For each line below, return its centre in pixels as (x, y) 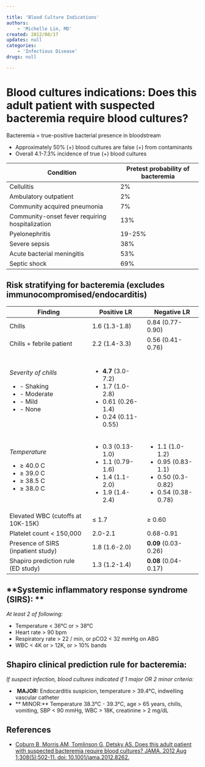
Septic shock (28, 263)
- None (31, 409)
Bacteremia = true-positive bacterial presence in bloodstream (84, 135)
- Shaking (34, 386)
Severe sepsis (30, 243)
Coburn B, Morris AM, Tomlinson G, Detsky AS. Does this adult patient (103, 744)
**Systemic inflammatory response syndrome (97, 590)
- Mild (29, 401)
